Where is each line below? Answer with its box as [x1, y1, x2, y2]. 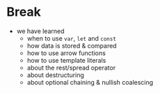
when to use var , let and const [26, 34, 116, 42]
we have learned [16, 27, 65, 35]
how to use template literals [26, 56, 106, 64]
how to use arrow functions [26, 49, 106, 57]
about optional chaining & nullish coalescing [26, 78, 154, 86]
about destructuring [26, 70, 84, 79]
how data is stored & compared [26, 41, 117, 50]
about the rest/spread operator [26, 63, 116, 72]
